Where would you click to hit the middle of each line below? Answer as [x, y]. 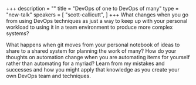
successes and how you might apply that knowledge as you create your [93, 69]
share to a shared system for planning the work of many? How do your [91, 51]
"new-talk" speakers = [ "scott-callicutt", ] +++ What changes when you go [97, 15]
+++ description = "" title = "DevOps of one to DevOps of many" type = [92, 8]
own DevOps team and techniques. [48, 76]
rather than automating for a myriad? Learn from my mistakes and [86, 63]
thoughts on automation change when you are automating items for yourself [98, 57]
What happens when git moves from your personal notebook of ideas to [93, 45]
